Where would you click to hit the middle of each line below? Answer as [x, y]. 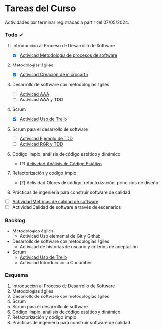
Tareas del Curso [41, 9]
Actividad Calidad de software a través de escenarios [66, 207]
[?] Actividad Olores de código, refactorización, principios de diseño [89, 182]
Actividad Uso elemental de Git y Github [60, 236]
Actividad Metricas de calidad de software [55, 201]
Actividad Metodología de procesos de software [68, 55]
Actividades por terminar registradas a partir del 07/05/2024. [67, 22]
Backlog [15, 220]
